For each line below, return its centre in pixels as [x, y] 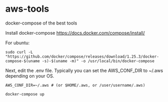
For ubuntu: [17, 43]
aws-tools [27, 9]
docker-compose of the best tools [41, 23]
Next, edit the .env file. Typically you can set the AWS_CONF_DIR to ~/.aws [84, 70]
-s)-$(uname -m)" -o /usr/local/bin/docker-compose [98, 61]
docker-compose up [25, 94]
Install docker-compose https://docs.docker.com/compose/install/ [75, 33]
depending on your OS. [30, 76]
